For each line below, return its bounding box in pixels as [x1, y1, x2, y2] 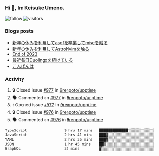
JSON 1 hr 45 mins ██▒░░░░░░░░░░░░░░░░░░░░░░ [5, 142, 154, 147]
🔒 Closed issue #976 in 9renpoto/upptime [12, 109, 96, 115]
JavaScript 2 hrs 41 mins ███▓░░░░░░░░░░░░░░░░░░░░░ [5, 132, 154, 137]
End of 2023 [12, 51, 38, 57]
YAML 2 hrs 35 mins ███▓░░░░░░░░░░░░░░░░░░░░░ [5, 137, 154, 142]
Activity [5, 76, 24, 82]
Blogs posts [5, 28, 34, 35]
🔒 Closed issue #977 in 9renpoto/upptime [12, 87, 96, 93]
